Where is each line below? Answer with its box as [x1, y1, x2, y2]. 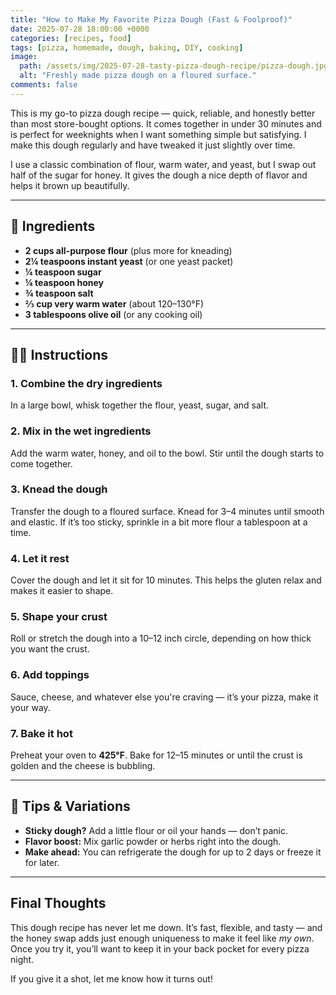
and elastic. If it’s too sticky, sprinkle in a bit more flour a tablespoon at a [10, 516, 308, 528]
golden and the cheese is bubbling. [10, 760, 156, 772]
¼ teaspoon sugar [24, 266, 102, 278]
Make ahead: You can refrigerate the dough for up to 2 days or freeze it [24, 846, 322, 858]
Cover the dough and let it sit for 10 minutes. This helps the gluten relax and [10, 574, 322, 586]
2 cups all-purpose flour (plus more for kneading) [24, 244, 233, 256]
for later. [24, 856, 60, 868]
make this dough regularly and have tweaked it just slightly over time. [10, 139, 296, 151]
